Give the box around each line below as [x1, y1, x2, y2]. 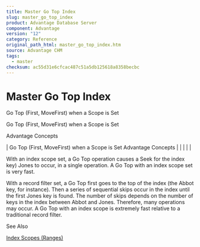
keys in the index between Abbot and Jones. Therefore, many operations [6, 199, 185, 206]
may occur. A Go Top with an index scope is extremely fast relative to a [6, 205, 180, 212]
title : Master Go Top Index [6, 8, 76, 15]
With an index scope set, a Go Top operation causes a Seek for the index [6, 155, 185, 162]
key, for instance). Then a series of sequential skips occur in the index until [6, 186, 190, 193]
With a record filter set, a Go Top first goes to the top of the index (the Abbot [6, 180, 194, 187]
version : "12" [6, 31, 42, 37]
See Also [6, 223, 29, 230]
